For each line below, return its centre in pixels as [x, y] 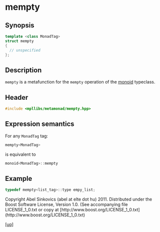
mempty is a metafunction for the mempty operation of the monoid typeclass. [80, 82]
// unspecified [25, 50]
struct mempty [20, 41]
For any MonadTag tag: [27, 136]
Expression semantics [40, 124]
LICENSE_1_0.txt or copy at [32, 210]
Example [19, 178]
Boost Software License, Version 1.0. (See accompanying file [67, 204]
